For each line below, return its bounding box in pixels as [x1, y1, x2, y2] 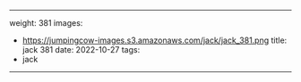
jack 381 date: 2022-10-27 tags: [21, 45, 141, 54]
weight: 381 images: [9, 18, 83, 28]
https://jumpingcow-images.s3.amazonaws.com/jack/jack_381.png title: [21, 35, 288, 45]
